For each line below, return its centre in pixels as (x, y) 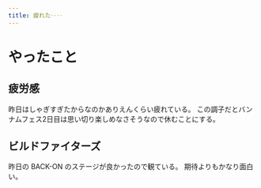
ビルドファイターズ (55, 147)
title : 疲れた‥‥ (36, 15)
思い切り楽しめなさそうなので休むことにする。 (143, 118)
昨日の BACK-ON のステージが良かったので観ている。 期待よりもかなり (124, 167)
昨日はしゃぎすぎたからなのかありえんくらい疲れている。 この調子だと (123, 109)
